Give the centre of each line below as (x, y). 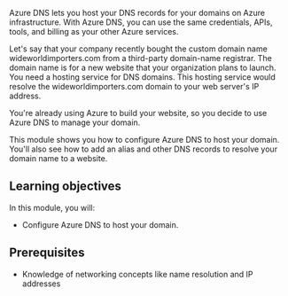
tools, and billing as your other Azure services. (94, 31)
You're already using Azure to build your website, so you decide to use (138, 113)
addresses (41, 284)
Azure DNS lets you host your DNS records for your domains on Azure (137, 13)
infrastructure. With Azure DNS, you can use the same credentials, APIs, (141, 22)
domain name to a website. (58, 158)
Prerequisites (47, 253)
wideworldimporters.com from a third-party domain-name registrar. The (140, 58)
